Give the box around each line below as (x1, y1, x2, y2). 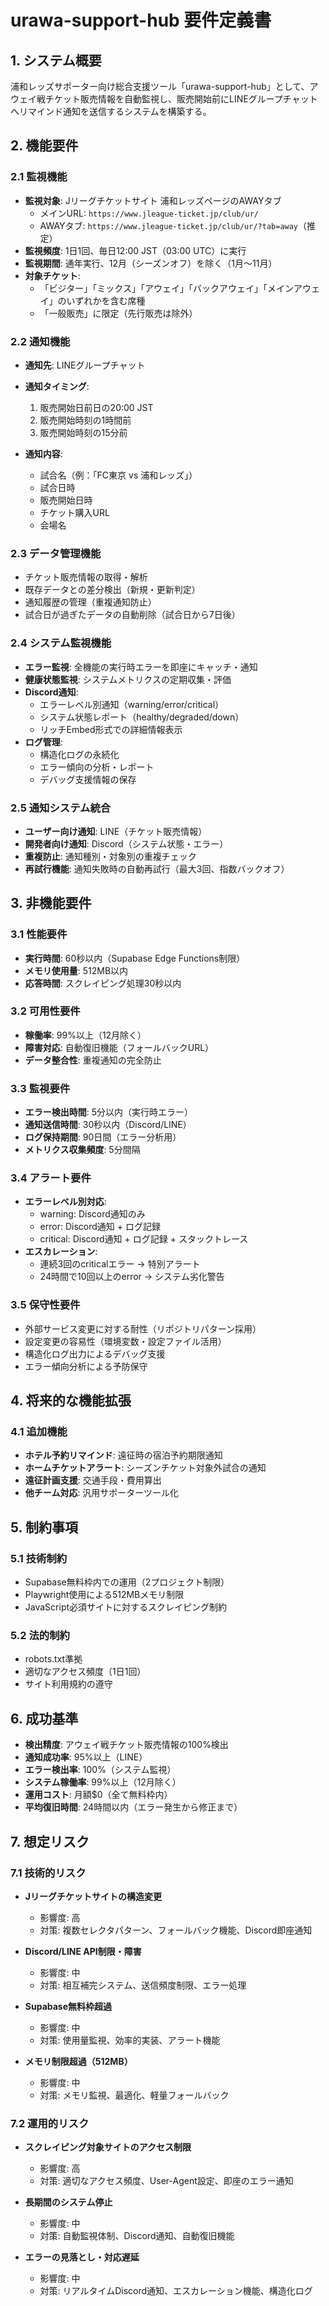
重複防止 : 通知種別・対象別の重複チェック (24, 850, 197, 862)
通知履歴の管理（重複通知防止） (24, 596, 157, 608)
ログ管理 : (24, 736, 63, 748)
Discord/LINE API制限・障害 (24, 1945, 142, 1957)
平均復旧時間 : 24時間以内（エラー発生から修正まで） (24, 1801, 243, 1813)
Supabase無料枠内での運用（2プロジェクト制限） (24, 1576, 230, 1588)
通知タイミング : (24, 380, 90, 392)
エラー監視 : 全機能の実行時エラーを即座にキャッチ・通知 (24, 661, 258, 673)
